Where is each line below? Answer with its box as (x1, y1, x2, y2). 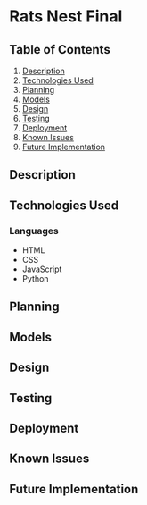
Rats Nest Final (9, 6, 123, 27)
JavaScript (21, 264, 62, 274)
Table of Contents (9, 42, 111, 57)
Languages (9, 224, 60, 237)
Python (21, 274, 49, 284)
